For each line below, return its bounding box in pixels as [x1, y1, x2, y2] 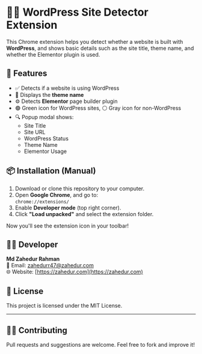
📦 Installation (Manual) [6, 166, 96, 176]
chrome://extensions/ [14, 199, 69, 205]
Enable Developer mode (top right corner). [14, 204, 121, 211]
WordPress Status [23, 135, 69, 142]
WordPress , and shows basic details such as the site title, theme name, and [6, 45, 194, 52]
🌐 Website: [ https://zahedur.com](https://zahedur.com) [6, 268, 143, 276]
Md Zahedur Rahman [6, 255, 60, 262]
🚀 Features [6, 69, 47, 79]
